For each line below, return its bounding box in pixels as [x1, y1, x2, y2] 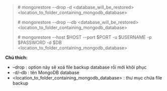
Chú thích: [5, 54, 28, 60]
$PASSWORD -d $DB [17, 39, 62, 45]
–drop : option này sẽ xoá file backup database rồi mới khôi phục [12, 64, 147, 70]
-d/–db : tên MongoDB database [12, 69, 79, 75]
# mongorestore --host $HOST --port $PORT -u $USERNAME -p [17, 34, 152, 40]
